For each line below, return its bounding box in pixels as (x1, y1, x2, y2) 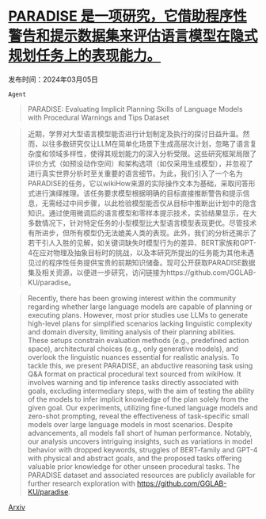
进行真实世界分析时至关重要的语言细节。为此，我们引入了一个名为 (27, 168, 243, 178)
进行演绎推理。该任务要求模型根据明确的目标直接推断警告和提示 (34, 188, 243, 198)
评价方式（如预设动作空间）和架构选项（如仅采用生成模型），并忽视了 (27, 158, 253, 168)
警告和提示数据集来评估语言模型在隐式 (8, 27, 259, 45)
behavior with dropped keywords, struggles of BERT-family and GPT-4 (27, 445, 258, 454)
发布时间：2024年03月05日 (8, 74, 99, 84)
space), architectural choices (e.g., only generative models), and (27, 344, 239, 353)
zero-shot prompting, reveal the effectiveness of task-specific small (27, 411, 249, 421)
